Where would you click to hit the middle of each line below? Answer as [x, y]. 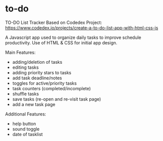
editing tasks [25, 67]
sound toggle [26, 129]
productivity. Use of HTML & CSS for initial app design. [61, 42]
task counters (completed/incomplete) [51, 88]
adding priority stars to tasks [42, 72]
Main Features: [20, 52]
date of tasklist [28, 134]
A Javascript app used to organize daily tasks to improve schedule [73, 37]
